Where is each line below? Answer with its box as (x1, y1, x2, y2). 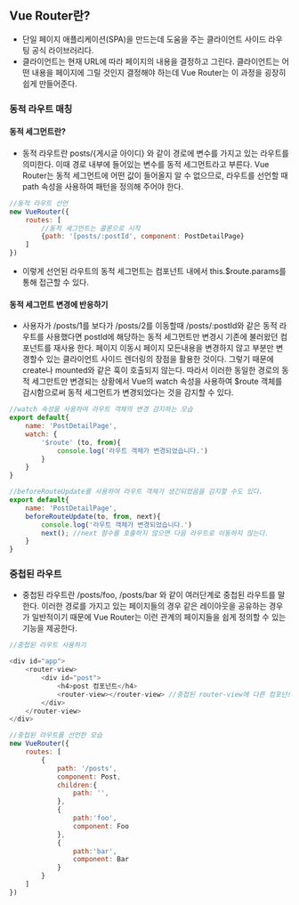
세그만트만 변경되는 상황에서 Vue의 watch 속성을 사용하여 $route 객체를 (31, 376, 283, 387)
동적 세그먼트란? (9, 126, 67, 137)
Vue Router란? (9, 8, 91, 24)
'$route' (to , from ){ (41, 438, 122, 447)
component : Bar (72, 855, 129, 864)
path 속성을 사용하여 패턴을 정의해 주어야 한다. (21, 181, 184, 191)
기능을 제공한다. (21, 623, 77, 634)
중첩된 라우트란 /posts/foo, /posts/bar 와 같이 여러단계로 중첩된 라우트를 (21, 590, 276, 601)
